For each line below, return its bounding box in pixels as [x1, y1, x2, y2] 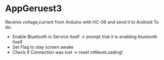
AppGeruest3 [5, 3, 62, 14]
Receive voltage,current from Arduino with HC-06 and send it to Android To [5, 19, 159, 25]
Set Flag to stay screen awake [12, 44, 74, 50]
